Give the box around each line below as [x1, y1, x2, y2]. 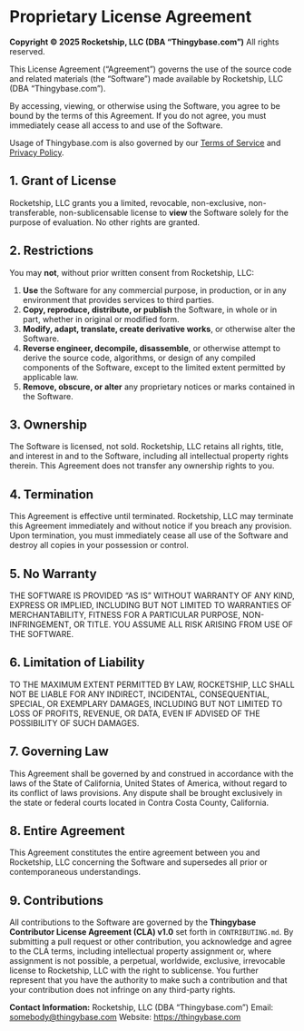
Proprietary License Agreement [9, 6, 252, 27]
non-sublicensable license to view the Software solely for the [58, 207, 289, 218]
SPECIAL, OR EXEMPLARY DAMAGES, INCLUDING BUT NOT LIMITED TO [9, 698, 283, 709]
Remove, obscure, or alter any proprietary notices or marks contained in [22, 381, 296, 392]
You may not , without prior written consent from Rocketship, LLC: [9, 267, 254, 278]
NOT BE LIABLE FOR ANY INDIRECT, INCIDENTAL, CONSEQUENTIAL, [9, 688, 270, 700]
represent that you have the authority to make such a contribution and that [9, 975, 288, 986]
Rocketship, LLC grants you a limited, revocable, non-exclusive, [9, 197, 247, 208]
